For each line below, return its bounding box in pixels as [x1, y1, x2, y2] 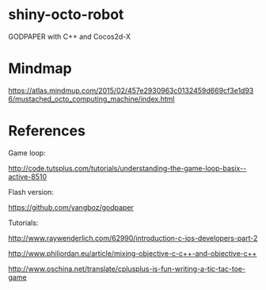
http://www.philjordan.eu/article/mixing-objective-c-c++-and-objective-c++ [8, 248, 257, 258]
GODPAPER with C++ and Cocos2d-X [8, 32, 131, 41]
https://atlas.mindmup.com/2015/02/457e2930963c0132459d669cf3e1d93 [8, 86, 254, 95]
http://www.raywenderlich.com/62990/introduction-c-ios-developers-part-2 [8, 233, 258, 242]
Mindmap [8, 59, 73, 78]
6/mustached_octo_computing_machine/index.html [8, 93, 175, 104]
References [8, 122, 85, 140]
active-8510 [8, 172, 47, 181]
